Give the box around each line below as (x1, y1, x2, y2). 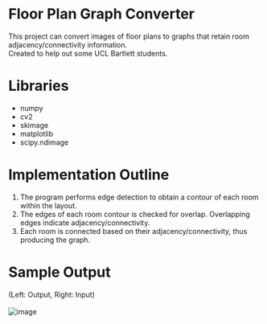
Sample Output (8, 263, 111, 281)
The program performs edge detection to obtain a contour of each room (19, 192, 259, 202)
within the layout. (19, 200, 77, 210)
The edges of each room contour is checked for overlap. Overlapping (19, 209, 251, 219)
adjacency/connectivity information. (8, 39, 128, 49)
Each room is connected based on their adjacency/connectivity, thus (19, 226, 248, 236)
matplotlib (19, 129, 54, 138)
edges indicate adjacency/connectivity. (19, 218, 150, 228)
